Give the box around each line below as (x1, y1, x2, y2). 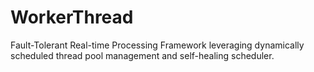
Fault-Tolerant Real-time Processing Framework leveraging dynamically (10, 39, 305, 51)
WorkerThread (10, 6, 134, 29)
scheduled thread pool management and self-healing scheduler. (10, 49, 275, 61)
